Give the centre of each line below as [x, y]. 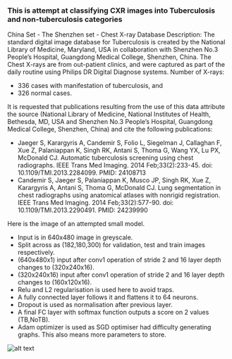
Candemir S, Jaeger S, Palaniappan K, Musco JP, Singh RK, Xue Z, [114, 180]
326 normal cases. [45, 93]
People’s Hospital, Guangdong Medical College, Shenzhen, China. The [109, 57]
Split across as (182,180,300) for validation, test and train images [111, 245]
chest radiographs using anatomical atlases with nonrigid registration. [119, 195]
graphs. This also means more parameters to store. [92, 335]
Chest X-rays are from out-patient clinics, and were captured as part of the [116, 65]
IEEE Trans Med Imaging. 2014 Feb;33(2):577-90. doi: [96, 203]
